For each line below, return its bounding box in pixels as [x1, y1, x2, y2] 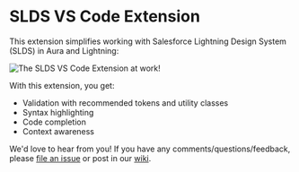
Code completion [22, 116, 87, 127]
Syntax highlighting [22, 107, 94, 117]
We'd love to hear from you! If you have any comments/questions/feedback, [9, 143, 291, 154]
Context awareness [22, 125, 95, 136]
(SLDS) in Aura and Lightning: [9, 45, 119, 56]
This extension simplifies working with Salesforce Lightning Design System [9, 36, 287, 47]
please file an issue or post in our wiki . [9, 152, 152, 163]
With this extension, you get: [9, 80, 115, 90]
